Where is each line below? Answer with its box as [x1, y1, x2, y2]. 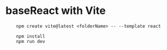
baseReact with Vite [5, 4, 106, 17]
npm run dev [16, 38, 45, 44]
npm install [16, 33, 45, 39]
